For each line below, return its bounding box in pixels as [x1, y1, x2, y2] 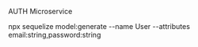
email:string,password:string [8, 31, 101, 39]
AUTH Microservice [8, 7, 73, 16]
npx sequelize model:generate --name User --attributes [8, 22, 190, 31]
